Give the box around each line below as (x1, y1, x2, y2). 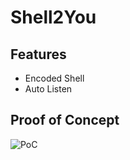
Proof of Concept (10, 112, 120, 129)
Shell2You (10, 6, 97, 29)
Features (10, 46, 67, 63)
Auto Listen (24, 83, 73, 95)
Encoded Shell (24, 72, 85, 84)
